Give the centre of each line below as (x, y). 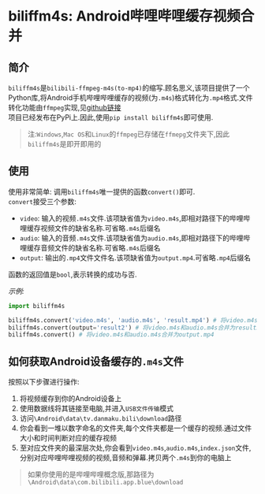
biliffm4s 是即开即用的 (64, 144)
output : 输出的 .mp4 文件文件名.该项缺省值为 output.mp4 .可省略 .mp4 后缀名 (135, 258)
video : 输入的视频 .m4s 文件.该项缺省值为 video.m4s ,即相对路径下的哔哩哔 (135, 218)
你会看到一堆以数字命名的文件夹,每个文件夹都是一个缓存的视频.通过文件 (136, 428)
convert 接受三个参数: (43, 201)
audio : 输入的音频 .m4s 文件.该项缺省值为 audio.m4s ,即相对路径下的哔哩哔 (135, 238)
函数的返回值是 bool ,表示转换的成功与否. (73, 274)
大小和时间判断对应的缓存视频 (68, 438)
